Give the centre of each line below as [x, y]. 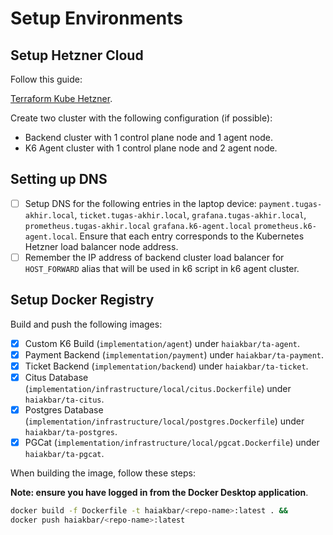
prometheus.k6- [285, 226]
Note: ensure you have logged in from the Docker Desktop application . [159, 493]
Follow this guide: [46, 79]
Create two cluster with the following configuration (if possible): [141, 118]
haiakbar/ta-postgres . [71, 432]
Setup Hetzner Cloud [77, 55]
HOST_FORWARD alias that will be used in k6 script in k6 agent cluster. [162, 268]
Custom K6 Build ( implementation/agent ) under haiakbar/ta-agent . [162, 343]
